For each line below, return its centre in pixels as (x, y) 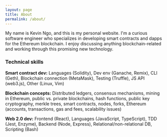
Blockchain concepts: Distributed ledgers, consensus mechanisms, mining (83, 93)
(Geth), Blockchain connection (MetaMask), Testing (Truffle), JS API (75, 78)
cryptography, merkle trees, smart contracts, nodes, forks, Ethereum (76, 104)
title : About (19, 14)
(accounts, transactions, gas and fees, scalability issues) (63, 109)
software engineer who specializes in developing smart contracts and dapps (83, 38)
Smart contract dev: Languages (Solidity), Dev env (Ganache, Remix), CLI (82, 73)
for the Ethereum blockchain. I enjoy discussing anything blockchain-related (83, 44)
